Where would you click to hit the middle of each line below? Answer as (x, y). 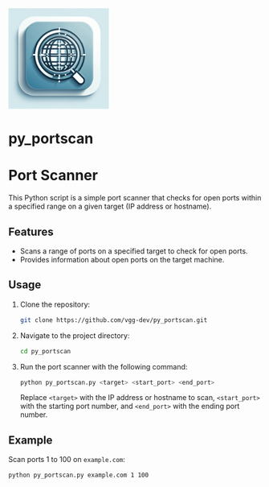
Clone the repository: (55, 304)
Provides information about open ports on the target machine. (122, 259)
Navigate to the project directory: (75, 335)
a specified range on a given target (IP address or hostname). (110, 206)
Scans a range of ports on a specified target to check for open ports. (134, 251)
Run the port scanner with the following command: (104, 366)
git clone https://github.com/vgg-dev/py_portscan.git (114, 320)
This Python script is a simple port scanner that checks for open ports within (135, 198)
